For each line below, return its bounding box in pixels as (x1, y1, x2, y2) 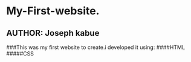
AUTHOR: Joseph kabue (6, 28, 100, 38)
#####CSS (6, 50, 34, 57)
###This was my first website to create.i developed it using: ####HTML (6, 44, 186, 51)
